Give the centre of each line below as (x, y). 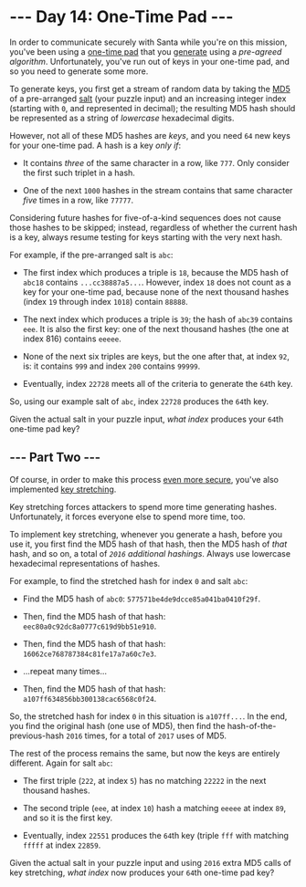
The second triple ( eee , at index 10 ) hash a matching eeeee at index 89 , (154, 808)
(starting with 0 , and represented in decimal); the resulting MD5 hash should (153, 108)
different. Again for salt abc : (61, 763)
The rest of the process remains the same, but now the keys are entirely (145, 753)
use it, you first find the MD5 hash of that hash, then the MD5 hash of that (148, 544)
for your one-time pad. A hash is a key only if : (95, 145)
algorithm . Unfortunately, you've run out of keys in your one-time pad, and (150, 61)
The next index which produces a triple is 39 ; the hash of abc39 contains (158, 319)
